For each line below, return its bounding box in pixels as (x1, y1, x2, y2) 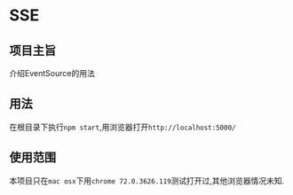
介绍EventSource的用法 (9, 68, 95, 78)
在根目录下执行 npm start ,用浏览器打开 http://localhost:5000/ (9, 121, 236, 132)
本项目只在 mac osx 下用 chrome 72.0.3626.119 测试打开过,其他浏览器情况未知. (9, 175, 285, 186)
